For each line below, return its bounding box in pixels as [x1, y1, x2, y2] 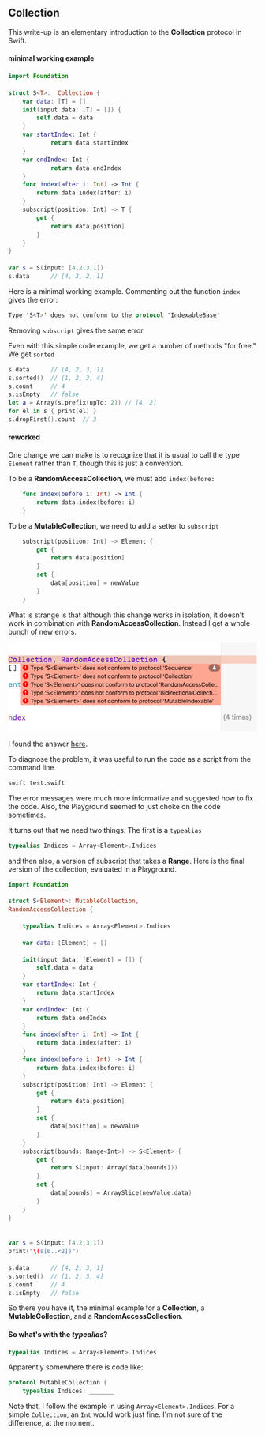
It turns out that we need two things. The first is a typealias [8, 825, 203, 834]
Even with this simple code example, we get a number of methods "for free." [8, 341, 256, 350]
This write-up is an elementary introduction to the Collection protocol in [8, 27, 242, 36]
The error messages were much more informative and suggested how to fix [8, 793, 254, 803]
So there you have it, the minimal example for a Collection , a [8, 1303, 205, 1313]
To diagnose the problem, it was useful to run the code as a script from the [8, 754, 251, 763]
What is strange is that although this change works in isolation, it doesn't [8, 610, 244, 620]
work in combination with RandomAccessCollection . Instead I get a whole [8, 618, 251, 627]
